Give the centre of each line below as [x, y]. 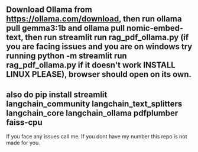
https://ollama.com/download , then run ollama [94, 19]
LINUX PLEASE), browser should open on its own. [99, 74]
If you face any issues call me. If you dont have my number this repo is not [97, 137]
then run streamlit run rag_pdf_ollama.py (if [107, 38]
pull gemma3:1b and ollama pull [66, 28]
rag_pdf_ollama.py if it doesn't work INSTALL [91, 65]
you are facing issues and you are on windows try [99, 47]
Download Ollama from [49, 10]
